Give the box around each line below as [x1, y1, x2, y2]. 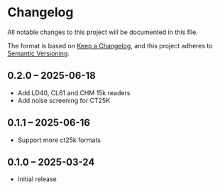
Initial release [17, 175, 57, 183]
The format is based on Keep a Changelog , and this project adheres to [7, 41, 213, 50]
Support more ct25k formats [17, 136, 101, 144]
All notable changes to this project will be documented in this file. [7, 28, 199, 36]
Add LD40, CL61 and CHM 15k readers [17, 88, 131, 97]
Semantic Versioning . [7, 49, 70, 58]
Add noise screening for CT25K [17, 96, 111, 104]
